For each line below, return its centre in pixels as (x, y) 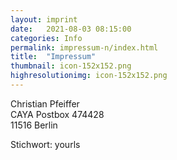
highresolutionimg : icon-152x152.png (89, 76)
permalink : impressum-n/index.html (84, 47)
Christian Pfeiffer (45, 103)
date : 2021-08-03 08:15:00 (71, 29)
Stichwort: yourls (45, 144)
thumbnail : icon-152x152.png (71, 66)
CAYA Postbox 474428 (57, 114)
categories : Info (46, 38)
